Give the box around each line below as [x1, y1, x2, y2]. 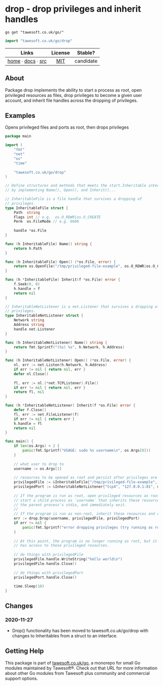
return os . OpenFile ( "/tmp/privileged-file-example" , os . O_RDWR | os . [14, 264, 153, 269]
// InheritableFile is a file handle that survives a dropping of [5, 196, 142, 202]
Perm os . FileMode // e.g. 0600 [14, 219, 79, 224]
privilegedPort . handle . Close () [14, 575, 77, 580]
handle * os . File [14, 228, 47, 233]
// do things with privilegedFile [14, 552, 83, 557]
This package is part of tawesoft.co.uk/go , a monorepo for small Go [5, 660, 141, 666]
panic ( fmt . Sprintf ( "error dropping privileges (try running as [22, 525, 153, 530]
